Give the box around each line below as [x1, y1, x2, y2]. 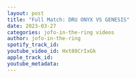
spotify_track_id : [7, 41, 59, 48]
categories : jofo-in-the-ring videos [7, 28, 115, 36]
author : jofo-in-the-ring [7, 35, 81, 42]
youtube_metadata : [7, 60, 59, 67]
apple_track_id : [7, 54, 53, 61]
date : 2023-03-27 [7, 22, 57, 29]
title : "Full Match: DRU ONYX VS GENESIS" [7, 16, 130, 23]
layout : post [7, 9, 44, 17]
